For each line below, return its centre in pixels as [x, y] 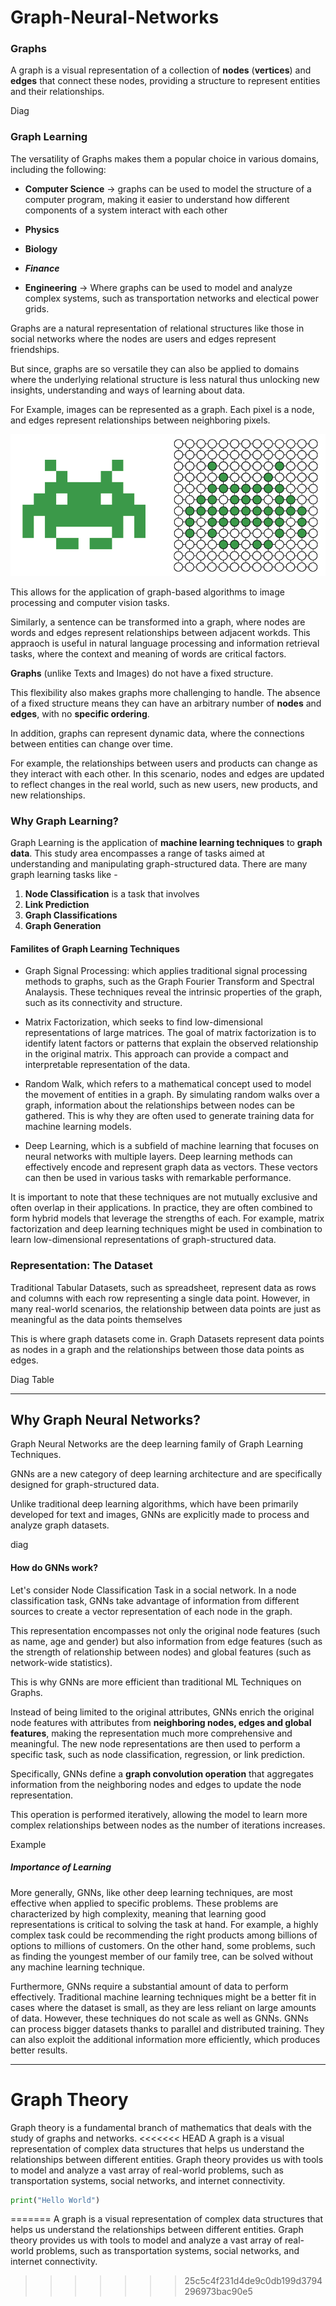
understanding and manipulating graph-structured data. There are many [159, 864]
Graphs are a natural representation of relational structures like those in [157, 328]
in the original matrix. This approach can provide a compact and [156, 1054]
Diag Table [32, 1379]
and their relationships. [57, 92]
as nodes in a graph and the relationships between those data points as [157, 1349]
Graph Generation [63, 926]
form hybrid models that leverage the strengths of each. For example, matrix [167, 1218]
